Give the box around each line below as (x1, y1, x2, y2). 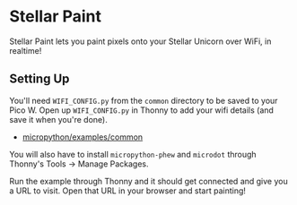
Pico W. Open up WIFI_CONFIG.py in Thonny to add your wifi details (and (9, 105, 274, 115)
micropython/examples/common (22, 132, 144, 142)
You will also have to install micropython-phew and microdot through (9, 149, 258, 159)
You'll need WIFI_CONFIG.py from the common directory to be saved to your (9, 95, 278, 106)
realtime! (9, 45, 42, 56)
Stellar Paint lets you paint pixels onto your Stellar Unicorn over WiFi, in (9, 36, 272, 47)
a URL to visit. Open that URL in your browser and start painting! (9, 185, 247, 196)
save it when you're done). (9, 114, 108, 124)
